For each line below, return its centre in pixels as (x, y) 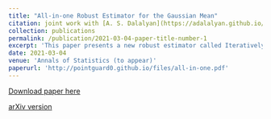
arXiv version (30, 106)
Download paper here (44, 91)
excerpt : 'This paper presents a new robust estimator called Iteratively (137, 46)
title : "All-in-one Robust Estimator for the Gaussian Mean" (113, 16)
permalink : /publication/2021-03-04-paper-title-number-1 (108, 38)
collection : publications (52, 31)
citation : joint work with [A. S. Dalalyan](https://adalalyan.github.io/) (138, 23)
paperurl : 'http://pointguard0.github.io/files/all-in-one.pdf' (119, 68)
